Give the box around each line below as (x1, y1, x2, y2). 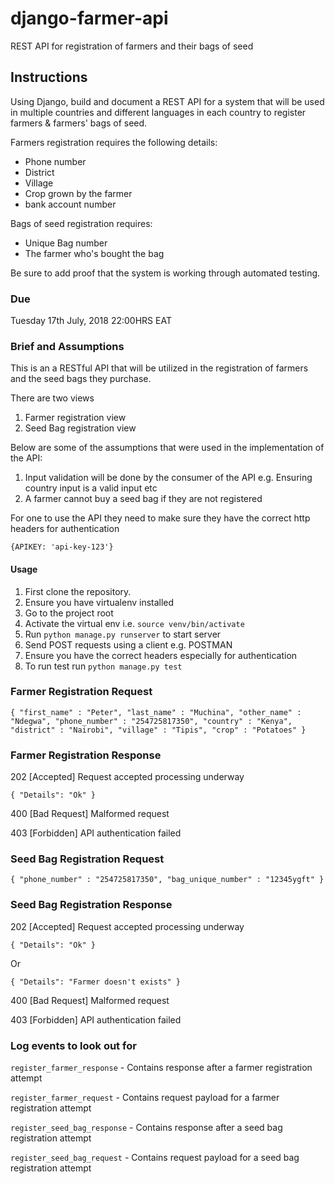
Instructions (10, 69, 88, 86)
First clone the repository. (24, 585, 132, 597)
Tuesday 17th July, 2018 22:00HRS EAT (10, 315, 172, 327)
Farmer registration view (24, 412, 127, 424)
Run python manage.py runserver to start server (24, 628, 222, 640)
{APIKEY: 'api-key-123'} (10, 542, 114, 552)
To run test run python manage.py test (24, 660, 183, 672)
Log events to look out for (10, 1038, 137, 1052)
